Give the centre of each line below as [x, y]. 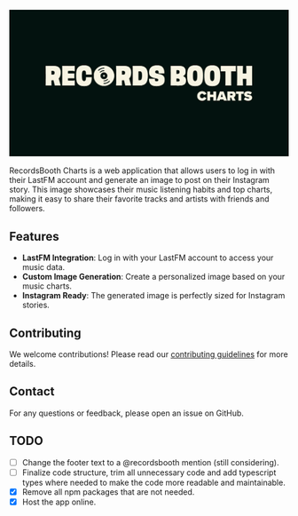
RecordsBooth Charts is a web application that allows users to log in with [142, 171]
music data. [43, 267]
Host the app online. [59, 502]
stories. [36, 305]
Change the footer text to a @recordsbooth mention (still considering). [150, 462]
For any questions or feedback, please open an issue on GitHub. [126, 413]
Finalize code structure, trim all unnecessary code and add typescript [149, 472]
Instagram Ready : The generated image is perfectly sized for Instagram [153, 296]
